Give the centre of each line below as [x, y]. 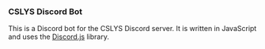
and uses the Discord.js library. [59, 37]
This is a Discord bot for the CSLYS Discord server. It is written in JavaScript [132, 29]
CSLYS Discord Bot [45, 12]
